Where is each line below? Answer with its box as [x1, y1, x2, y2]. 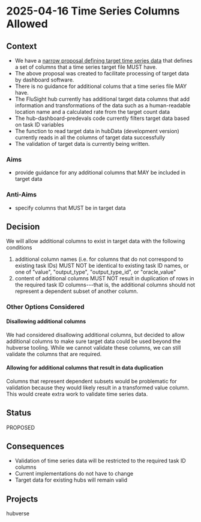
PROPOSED [6, 424, 35, 431]
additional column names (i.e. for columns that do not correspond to [14, 256, 184, 263]
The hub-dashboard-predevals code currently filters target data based [14, 115, 190, 122]
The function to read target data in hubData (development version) [14, 128, 180, 134]
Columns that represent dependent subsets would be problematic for [6, 377, 177, 385]
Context [6, 41, 37, 51]
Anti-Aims [6, 190, 37, 199]
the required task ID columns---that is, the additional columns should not [14, 281, 196, 289]
